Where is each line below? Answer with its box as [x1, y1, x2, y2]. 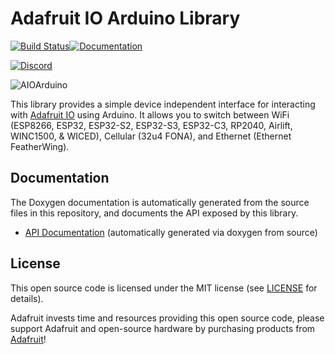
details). [10, 292, 44, 304]
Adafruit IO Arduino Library [10, 7, 241, 30]
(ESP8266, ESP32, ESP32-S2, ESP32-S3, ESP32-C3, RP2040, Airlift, [10, 119, 293, 131]
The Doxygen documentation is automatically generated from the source [10, 196, 310, 208]
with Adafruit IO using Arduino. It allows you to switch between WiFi [10, 108, 290, 121]
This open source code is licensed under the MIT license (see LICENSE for [10, 282, 318, 294]
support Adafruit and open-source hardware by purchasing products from [10, 322, 316, 334]
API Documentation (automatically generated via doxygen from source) [24, 226, 318, 238]
